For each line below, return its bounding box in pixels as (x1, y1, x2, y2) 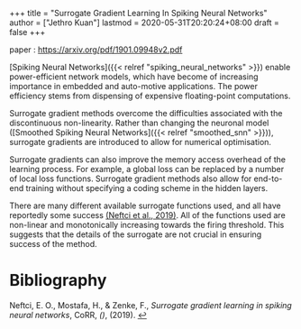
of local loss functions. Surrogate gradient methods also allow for (9, 173, 252, 184)
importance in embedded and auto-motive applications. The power (9, 81, 259, 91)
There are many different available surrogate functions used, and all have (9, 200, 281, 211)
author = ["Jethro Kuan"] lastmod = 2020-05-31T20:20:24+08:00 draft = (9, 17, 279, 28)
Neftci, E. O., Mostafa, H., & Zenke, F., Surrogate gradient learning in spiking (9, 299, 293, 310)
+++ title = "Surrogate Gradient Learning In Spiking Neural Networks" (9, 8, 268, 18)
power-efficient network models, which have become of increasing (9, 71, 259, 82)
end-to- (253, 173, 283, 184)
